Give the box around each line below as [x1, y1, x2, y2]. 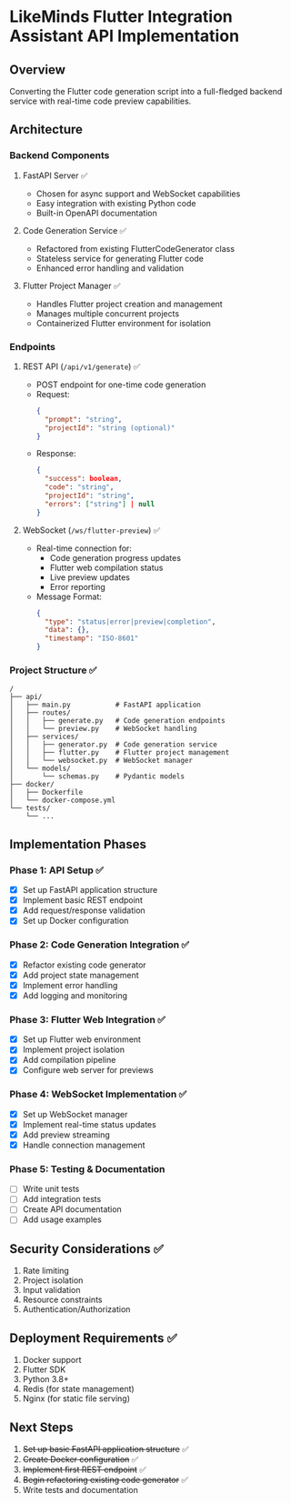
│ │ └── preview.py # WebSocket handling [9, 725, 197, 734]
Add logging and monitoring [22, 989, 128, 1001]
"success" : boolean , [44, 475, 123, 484]
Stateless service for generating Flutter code [35, 253, 205, 264]
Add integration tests [22, 1194, 102, 1205]
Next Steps [9, 1419, 74, 1435]
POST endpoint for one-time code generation [35, 379, 206, 390]
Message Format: [35, 591, 103, 602]
